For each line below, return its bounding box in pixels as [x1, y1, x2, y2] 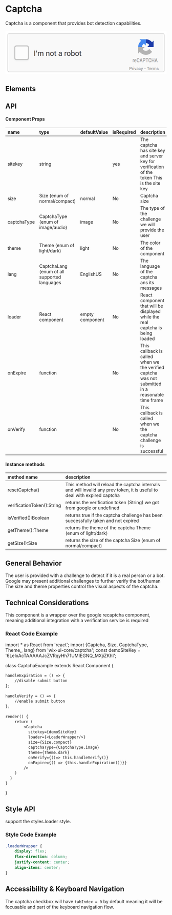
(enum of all [39, 268, 65, 274]
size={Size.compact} [28, 740, 72, 745]
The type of [140, 205, 165, 211]
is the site [140, 180, 161, 186]
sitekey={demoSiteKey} [28, 729, 77, 735]
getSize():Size [7, 540, 37, 546]
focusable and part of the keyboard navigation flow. [5, 904, 114, 910]
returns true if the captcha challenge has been [65, 512, 163, 518]
